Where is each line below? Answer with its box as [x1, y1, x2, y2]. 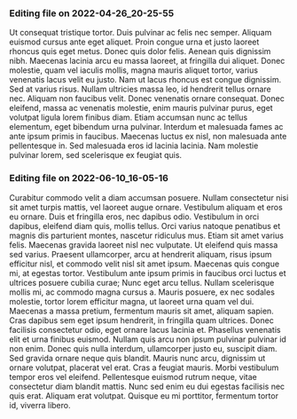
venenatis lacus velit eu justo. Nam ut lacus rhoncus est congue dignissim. [9, 75, 282, 85]
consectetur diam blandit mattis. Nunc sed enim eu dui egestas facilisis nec [9, 381, 285, 391]
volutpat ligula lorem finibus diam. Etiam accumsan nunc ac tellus [9, 112, 248, 123]
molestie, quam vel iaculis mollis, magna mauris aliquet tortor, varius [9, 65, 259, 75]
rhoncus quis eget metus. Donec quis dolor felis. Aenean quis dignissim [9, 46, 271, 57]
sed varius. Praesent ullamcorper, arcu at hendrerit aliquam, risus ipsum [9, 249, 272, 259]
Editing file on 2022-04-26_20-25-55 [9, 7, 175, 20]
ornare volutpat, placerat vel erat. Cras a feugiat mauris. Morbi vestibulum [9, 362, 279, 373]
